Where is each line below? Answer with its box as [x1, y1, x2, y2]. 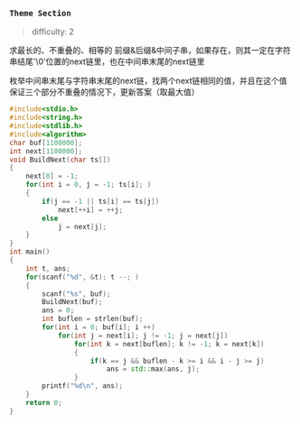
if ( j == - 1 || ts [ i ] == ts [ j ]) [42, 197, 160, 206]
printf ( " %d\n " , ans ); [42, 382, 124, 391]
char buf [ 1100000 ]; [9, 138, 83, 147]
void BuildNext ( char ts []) [9, 155, 111, 164]
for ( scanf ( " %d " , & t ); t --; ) [25, 272, 140, 281]
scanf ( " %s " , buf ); [42, 289, 111, 299]
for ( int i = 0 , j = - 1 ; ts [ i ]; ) [25, 180, 152, 189]
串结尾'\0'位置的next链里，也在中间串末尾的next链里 [9, 56, 205, 67]
